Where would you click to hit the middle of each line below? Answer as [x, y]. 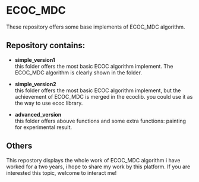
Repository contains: [46, 45]
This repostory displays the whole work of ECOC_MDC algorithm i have [93, 160]
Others [19, 146]
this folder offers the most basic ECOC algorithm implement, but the [98, 90]
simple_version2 [35, 84]
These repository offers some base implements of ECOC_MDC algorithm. [96, 27]
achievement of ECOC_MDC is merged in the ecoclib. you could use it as [104, 96]
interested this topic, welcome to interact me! [61, 172]
